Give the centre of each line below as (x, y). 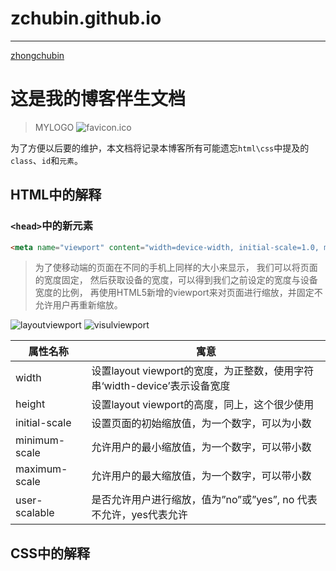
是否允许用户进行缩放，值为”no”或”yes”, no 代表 (204, 500)
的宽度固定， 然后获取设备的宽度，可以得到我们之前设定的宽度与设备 (176, 280)
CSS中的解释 (50, 553)
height (30, 404)
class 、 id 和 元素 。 (46, 160)
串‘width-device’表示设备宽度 (161, 386)
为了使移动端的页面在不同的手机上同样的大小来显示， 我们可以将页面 (176, 268)
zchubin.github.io (86, 18)
